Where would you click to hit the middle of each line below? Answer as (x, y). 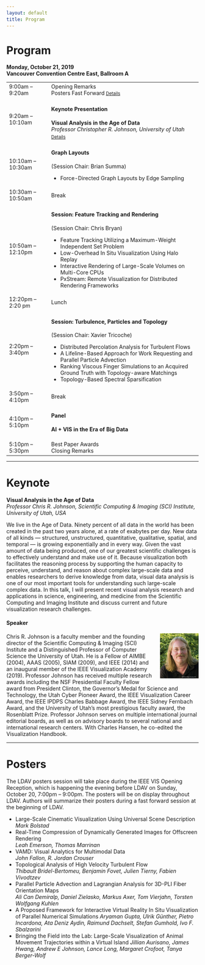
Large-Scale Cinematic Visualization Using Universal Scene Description (105, 819)
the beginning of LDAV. (35, 807)
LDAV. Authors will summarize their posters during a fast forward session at (101, 801)
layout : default (27, 13)
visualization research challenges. (49, 609)
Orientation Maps (37, 890)
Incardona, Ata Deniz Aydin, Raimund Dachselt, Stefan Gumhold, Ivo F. (104, 923)
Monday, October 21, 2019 (40, 67)
